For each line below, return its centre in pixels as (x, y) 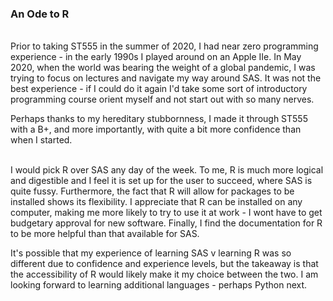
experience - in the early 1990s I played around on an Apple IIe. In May (156, 57)
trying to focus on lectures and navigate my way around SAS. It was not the (166, 78)
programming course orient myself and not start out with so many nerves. (162, 99)
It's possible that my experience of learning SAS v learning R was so (151, 253)
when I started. (41, 140)
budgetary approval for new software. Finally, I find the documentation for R (166, 223)
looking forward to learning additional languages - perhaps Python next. (159, 285)
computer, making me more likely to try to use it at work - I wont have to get (166, 213)
